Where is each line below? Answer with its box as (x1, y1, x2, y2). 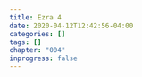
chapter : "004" (9, 46, 66, 55)
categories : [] (9, 29, 66, 38)
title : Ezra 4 (9, 12, 63, 22)
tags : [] (9, 37, 42, 47)
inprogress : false (9, 54, 78, 63)
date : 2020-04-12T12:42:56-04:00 (9, 21, 134, 30)
